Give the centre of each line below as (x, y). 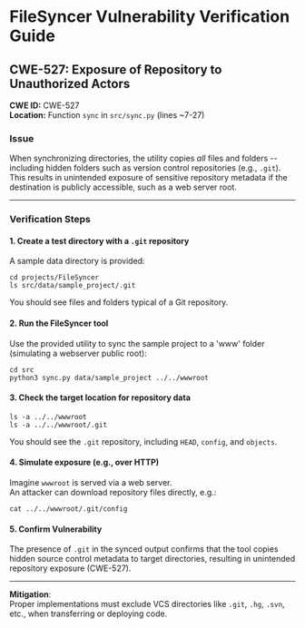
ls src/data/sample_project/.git (73, 286)
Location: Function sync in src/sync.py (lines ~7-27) (107, 115)
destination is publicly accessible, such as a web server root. (123, 187)
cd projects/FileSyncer (54, 278)
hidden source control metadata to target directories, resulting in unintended (152, 559)
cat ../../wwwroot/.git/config (69, 509)
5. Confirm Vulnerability (56, 529)
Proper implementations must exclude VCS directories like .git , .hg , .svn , (147, 604)
